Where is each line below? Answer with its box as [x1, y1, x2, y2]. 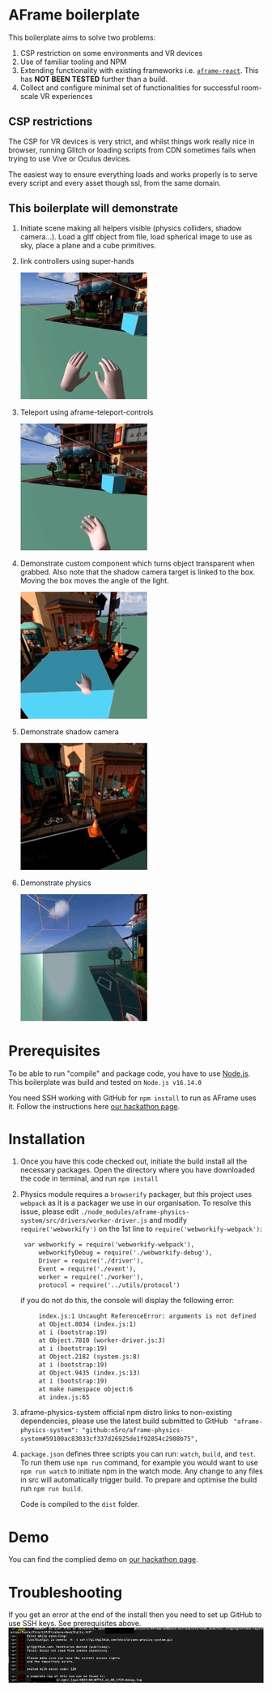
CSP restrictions [8, 115, 93, 129]
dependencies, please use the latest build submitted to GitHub [19, 1416, 228, 1426]
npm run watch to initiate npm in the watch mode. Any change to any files [19, 1466, 263, 1476]
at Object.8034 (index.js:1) [38, 1320, 137, 1328]
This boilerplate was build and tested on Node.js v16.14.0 [8, 1077, 202, 1086]
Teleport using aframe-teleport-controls [19, 407, 154, 417]
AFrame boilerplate [8, 6, 140, 24]
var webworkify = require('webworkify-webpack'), [23, 1241, 195, 1249]
